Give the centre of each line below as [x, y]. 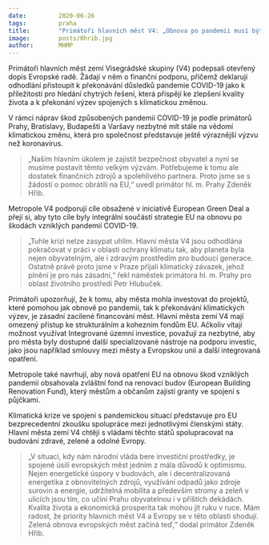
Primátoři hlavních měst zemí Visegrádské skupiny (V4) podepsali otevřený [132, 68]
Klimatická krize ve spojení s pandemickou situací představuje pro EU [123, 416]
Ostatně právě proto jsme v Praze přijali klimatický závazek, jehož [136, 267]
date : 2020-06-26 [51, 16]
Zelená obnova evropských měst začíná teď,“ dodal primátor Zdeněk [141, 525]
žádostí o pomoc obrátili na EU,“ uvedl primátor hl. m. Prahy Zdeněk [140, 184]
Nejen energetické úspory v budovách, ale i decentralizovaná [129, 474]
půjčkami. [24, 400]
